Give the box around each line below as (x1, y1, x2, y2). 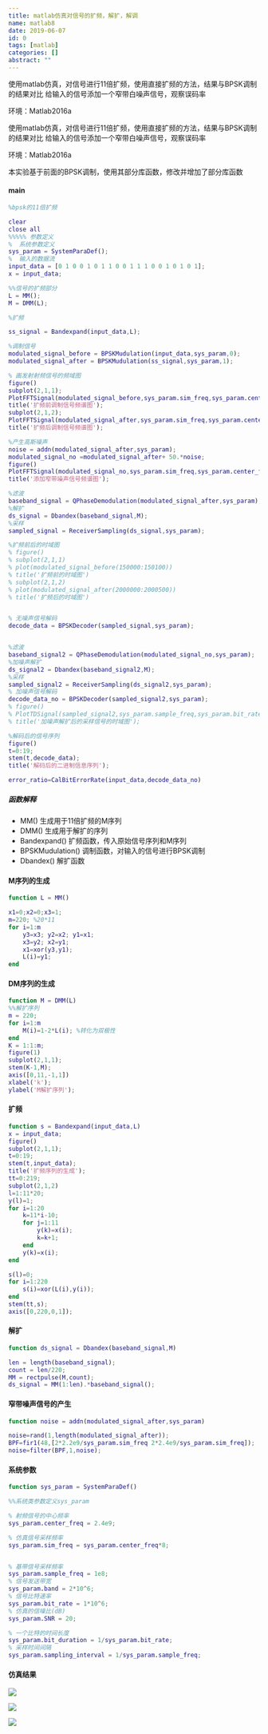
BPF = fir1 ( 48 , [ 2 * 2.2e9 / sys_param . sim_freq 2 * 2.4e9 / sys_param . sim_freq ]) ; (8, 1439, 255, 1447)
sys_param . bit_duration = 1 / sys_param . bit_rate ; (8, 1637, 173, 1645)
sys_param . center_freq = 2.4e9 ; (8, 1519, 116, 1527)
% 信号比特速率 (8, 1593, 52, 1601)
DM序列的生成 (8, 978, 56, 988)
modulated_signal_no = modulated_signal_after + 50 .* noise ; (8, 453, 205, 461)
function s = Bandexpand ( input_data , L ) (8, 1122, 141, 1130)
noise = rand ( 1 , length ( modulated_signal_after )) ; (8, 1431, 170, 1440)
